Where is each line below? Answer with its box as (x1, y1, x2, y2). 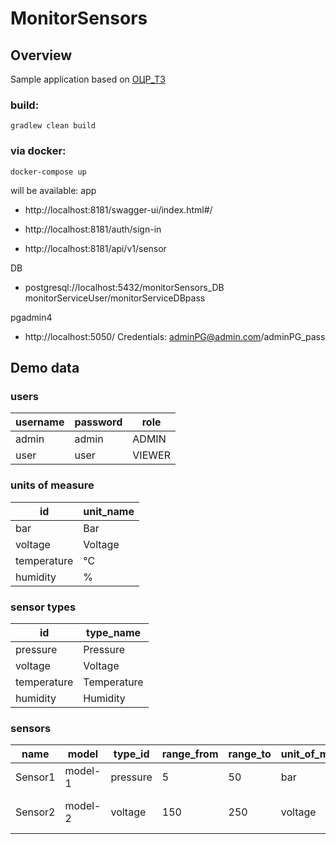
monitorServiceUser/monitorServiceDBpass (24, 292, 206, 304)
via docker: (10, 144, 67, 158)
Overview (10, 47, 73, 64)
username (15, 415, 65, 429)
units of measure (10, 478, 95, 492)
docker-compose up (10, 167, 87, 177)
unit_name (83, 504, 135, 518)
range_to (228, 747, 272, 761)
